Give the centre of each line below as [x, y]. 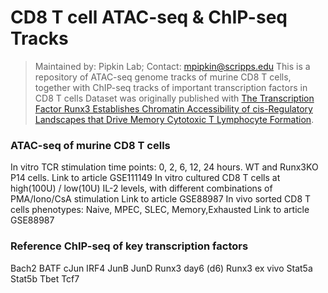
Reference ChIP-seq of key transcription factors [129, 246]
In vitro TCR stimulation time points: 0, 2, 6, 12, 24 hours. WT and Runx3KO [164, 167]
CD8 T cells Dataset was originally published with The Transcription [174, 98]
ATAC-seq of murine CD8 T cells [90, 145]
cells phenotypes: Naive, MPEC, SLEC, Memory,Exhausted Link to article [160, 210]
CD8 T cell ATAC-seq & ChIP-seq [149, 17]
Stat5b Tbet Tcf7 [45, 278]
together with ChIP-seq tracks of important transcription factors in [171, 87]
